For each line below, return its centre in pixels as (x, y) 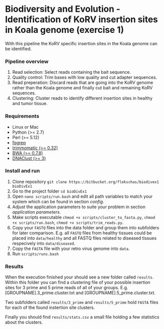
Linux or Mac (25, 127)
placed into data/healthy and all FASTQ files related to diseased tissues (84, 238)
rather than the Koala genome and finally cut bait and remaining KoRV (82, 88)
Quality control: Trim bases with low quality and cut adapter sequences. (85, 78)
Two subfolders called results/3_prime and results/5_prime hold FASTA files (82, 302)
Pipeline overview (27, 61)
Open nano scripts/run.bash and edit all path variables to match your (82, 196)
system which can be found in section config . (58, 201)
